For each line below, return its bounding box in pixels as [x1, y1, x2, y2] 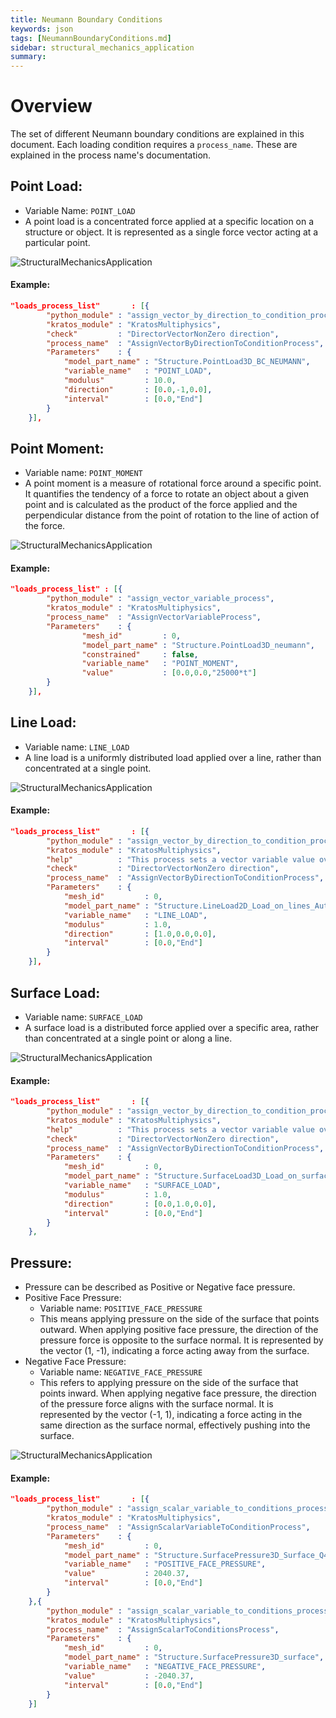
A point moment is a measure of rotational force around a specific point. [24, 477, 322, 490]
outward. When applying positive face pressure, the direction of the [39, 1324, 319, 1336]
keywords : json [10, 24, 74, 34]
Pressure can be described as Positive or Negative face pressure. [24, 1281, 296, 1293]
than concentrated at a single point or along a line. [24, 1032, 233, 1044]
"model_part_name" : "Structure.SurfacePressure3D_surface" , [63, 1652, 325, 1663]
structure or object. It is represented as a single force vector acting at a [24, 226, 319, 238]
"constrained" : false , [81, 649, 199, 660]
